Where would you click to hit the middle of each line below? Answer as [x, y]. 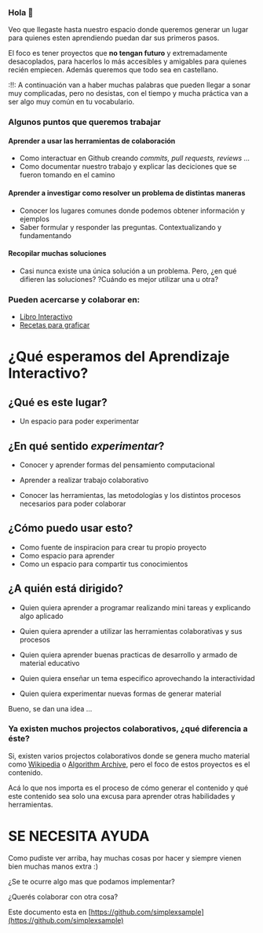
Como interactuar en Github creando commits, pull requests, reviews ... [135, 158]
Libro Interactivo [46, 316]
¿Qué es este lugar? [58, 402]
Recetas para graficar [55, 325]
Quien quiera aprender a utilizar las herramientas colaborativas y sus [131, 631]
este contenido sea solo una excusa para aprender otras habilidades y [122, 796]
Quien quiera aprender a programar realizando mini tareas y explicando [135, 607]
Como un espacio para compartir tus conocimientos [104, 564]
